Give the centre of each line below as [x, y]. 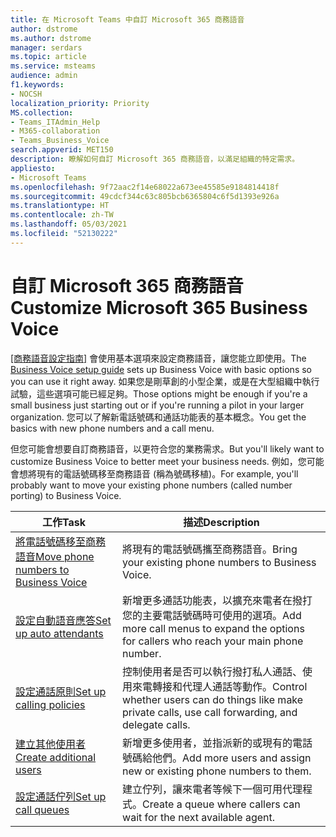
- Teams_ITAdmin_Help [55, 122]
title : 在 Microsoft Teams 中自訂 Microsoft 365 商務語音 [127, 19]
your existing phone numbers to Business [219, 562]
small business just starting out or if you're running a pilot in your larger [157, 405]
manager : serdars [46, 47]
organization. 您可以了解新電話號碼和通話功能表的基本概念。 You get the [158, 417]
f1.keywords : [37, 85]
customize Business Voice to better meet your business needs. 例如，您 [158, 461]
